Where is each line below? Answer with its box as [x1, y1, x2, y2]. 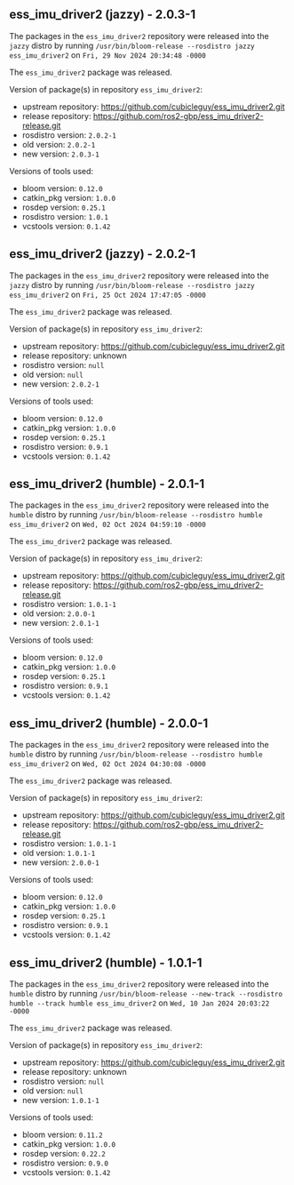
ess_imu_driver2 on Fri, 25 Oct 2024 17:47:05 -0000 [9, 289, 206, 300]
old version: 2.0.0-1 [21, 608, 96, 619]
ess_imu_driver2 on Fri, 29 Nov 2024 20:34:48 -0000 [9, 49, 206, 60]
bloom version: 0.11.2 [21, 1129, 104, 1141]
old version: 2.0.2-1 [21, 139, 96, 149]
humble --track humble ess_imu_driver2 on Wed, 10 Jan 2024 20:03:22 [9, 997, 270, 1008]
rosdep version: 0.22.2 [21, 1149, 107, 1159]
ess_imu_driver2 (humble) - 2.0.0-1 [9, 716, 209, 731]
